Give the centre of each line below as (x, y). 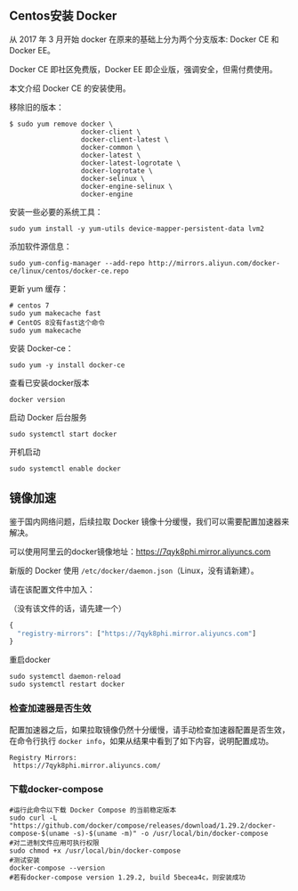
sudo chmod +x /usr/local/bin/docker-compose (95, 850)
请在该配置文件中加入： (52, 589)
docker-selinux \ (113, 178)
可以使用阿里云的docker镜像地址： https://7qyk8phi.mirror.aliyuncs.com (140, 552)
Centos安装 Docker (63, 16)
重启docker (30, 660)
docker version (37, 399)
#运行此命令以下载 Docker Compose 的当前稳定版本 (93, 810)
